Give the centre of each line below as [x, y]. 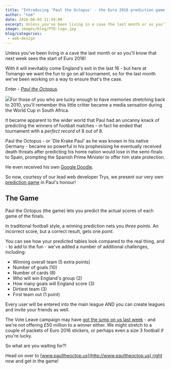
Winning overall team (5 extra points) [51, 262]
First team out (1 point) [36, 294]
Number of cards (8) [34, 273]
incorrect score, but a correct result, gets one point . [60, 231]
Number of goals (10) [35, 267]
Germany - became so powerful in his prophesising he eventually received [83, 146]
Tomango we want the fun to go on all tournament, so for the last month [81, 73]
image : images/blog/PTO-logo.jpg [41, 29]
